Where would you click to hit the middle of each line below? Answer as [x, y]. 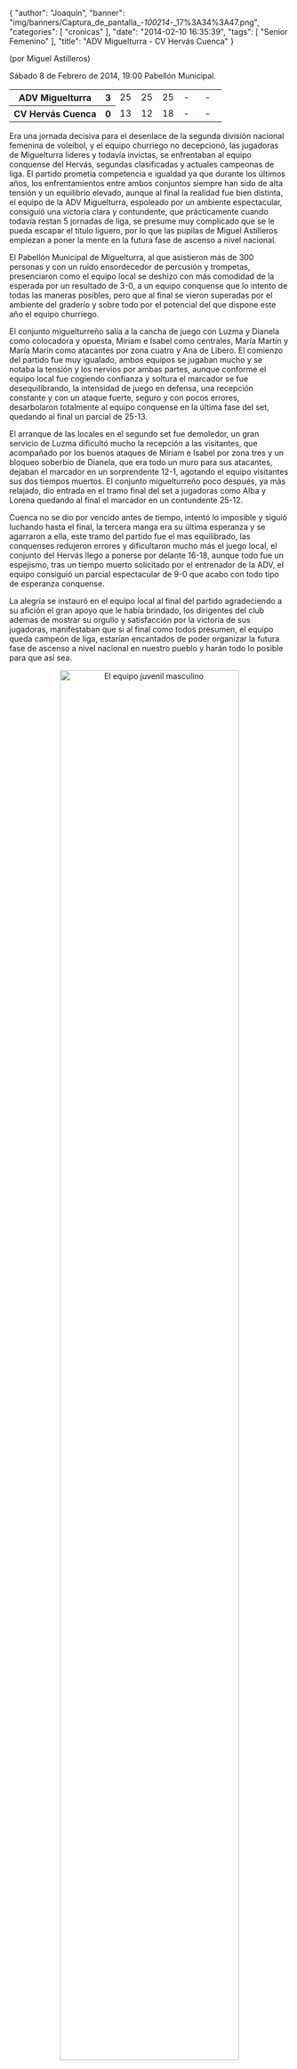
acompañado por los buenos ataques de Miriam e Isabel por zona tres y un [147, 453]
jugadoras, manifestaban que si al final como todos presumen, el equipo [141, 629]
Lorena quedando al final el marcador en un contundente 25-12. [126, 500]
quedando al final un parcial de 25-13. [79, 417]
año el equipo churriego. [54, 314]
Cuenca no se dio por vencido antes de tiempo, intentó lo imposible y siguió [148, 517]
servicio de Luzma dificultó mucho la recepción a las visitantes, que [133, 443]
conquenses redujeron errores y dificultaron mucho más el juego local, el [143, 546]
